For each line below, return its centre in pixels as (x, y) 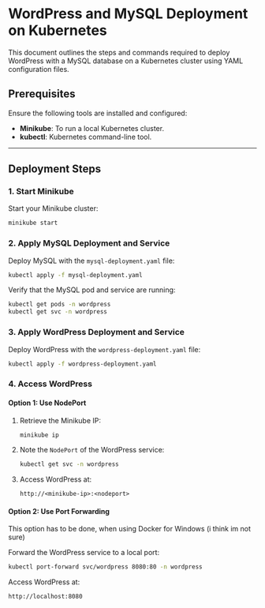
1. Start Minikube (41, 192)
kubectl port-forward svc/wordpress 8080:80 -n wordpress (105, 567)
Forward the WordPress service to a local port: (84, 553)
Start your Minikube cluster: (53, 208)
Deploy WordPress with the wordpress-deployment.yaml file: (105, 349)
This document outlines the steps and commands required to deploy (119, 52)
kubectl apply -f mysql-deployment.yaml (76, 275)
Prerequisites (42, 94)
